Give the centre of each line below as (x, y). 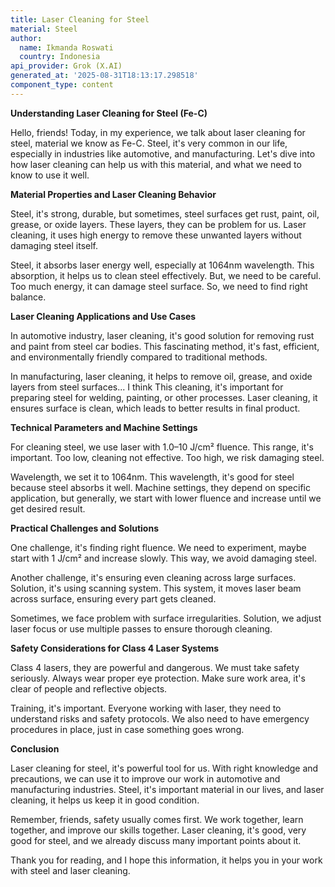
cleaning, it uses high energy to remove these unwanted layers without (156, 235)
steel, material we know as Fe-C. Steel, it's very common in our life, (149, 143)
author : (26, 38)
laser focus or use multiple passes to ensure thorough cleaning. (141, 628)
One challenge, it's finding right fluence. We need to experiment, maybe (158, 547)
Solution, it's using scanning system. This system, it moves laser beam (156, 588)
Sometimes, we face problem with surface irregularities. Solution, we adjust (166, 618)
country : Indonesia (60, 57)
